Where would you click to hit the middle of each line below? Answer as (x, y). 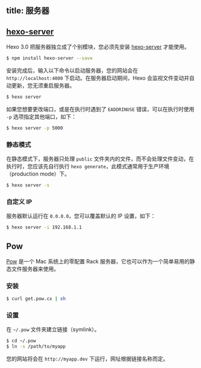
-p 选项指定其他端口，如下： (42, 117)
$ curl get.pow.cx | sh (36, 299)
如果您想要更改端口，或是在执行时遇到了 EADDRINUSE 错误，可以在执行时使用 (100, 109)
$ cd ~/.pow (21, 341)
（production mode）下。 (38, 174)
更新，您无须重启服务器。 (43, 85)
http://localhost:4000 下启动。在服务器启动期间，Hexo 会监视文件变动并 (98, 78)
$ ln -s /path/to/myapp (36, 347)
